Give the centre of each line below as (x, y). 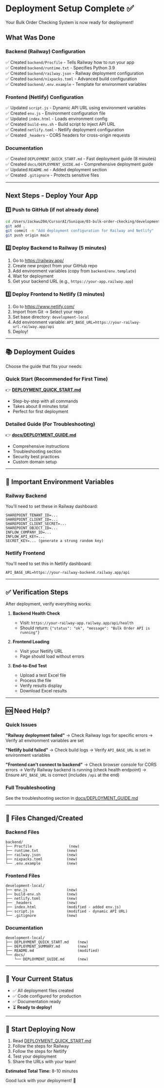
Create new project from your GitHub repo (55, 265)
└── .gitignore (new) (42, 916)
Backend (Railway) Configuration (46, 52)
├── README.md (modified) (52, 951)
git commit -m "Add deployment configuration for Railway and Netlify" (80, 231)
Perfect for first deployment (40, 412)
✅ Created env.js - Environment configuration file (56, 113)
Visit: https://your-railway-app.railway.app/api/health (77, 623)
